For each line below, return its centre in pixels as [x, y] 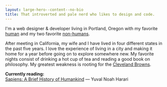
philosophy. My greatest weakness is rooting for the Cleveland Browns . [78, 64]
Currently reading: [25, 74]
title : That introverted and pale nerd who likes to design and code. [80, 14]
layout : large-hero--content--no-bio [44, 10]
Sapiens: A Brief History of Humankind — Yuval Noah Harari [67, 79]
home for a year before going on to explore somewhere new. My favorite [80, 54]
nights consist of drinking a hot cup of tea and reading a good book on [78, 59]
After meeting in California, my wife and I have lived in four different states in [84, 43]
